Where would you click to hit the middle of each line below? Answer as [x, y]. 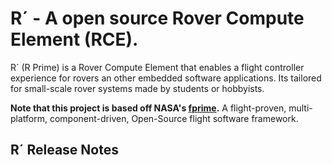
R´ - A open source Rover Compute [157, 18]
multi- [300, 108]
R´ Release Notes [64, 150]
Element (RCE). [74, 39]
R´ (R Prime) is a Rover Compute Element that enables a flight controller [157, 67]
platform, [29, 118]
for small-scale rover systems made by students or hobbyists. [137, 88]
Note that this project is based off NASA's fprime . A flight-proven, [148, 108]
